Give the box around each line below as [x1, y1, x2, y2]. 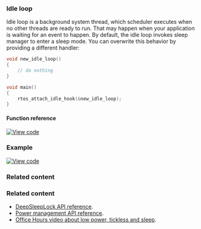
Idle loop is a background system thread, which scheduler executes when [6, 18, 192, 26]
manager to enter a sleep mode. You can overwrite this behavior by [6, 38, 176, 45]
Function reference [6, 114, 56, 122]
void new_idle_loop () [6, 56, 62, 62]
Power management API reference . [15, 209, 104, 217]
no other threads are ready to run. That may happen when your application [6, 24, 195, 32]
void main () [6, 84, 37, 90]
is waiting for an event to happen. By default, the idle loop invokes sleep [6, 31, 188, 39]
